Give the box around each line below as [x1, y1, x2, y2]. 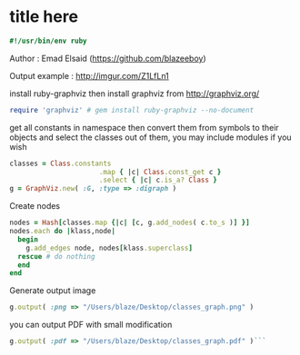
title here [9, 6, 79, 27]
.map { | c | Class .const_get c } [98, 167, 222, 176]
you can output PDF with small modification [9, 320, 173, 330]
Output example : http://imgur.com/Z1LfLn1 [9, 70, 170, 81]
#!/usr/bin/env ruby [9, 36, 88, 45]
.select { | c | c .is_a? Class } [98, 175, 218, 185]
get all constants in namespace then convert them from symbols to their [9, 122, 279, 133]
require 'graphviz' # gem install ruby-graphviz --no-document [9, 105, 255, 114]
